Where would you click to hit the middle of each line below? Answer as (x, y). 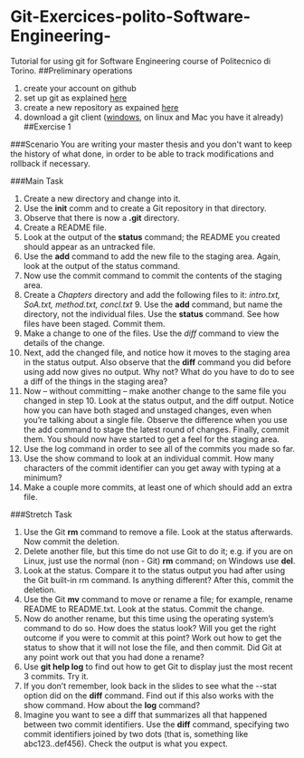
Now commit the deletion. (71, 542)
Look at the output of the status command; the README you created (152, 236)
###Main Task (37, 181)
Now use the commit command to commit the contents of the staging (153, 275)
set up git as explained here (75, 98)
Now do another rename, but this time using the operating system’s (148, 619)
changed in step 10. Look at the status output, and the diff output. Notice (159, 400)
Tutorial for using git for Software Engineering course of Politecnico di (140, 61)
